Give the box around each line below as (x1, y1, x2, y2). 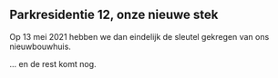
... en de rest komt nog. (9, 58, 98, 69)
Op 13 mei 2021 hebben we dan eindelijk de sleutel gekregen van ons (9, 31, 270, 42)
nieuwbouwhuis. (9, 41, 71, 52)
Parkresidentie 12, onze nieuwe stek (9, 7, 219, 23)
